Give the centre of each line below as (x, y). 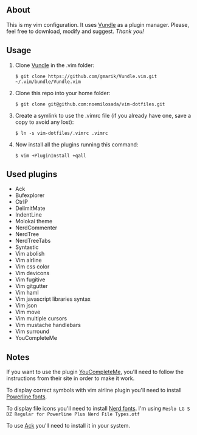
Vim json (26, 306)
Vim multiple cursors (41, 318)
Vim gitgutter (31, 286)
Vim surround (32, 331)
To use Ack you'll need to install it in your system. (68, 426)
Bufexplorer (30, 195)
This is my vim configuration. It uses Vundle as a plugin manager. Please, (98, 24)
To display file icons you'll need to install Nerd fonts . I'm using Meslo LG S (98, 409)
